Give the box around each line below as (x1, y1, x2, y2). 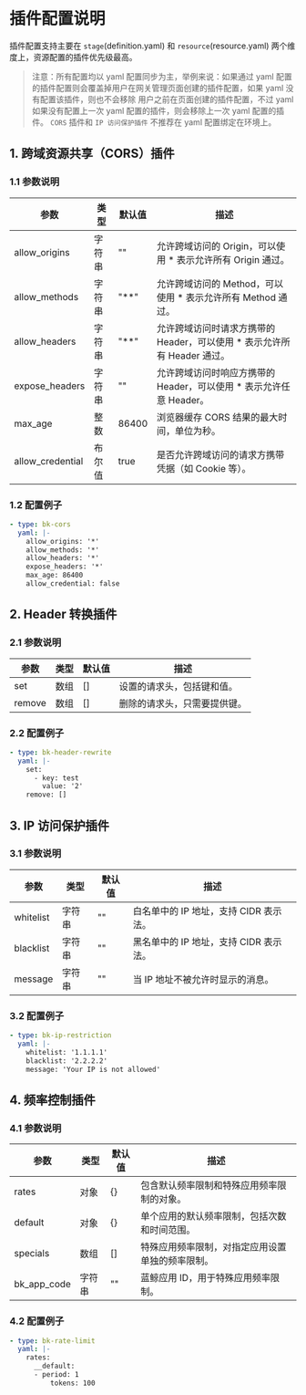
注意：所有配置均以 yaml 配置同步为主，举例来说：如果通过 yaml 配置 (31, 70, 293, 82)
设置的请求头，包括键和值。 (118, 680, 239, 692)
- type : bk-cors (9, 519, 71, 529)
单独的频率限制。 (140, 1254, 214, 1267)
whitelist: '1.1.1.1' (25, 1047, 107, 1057)
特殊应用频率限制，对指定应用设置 (140, 1241, 287, 1254)
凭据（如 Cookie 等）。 (156, 462, 252, 474)
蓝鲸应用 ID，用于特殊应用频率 (140, 1272, 271, 1285)
